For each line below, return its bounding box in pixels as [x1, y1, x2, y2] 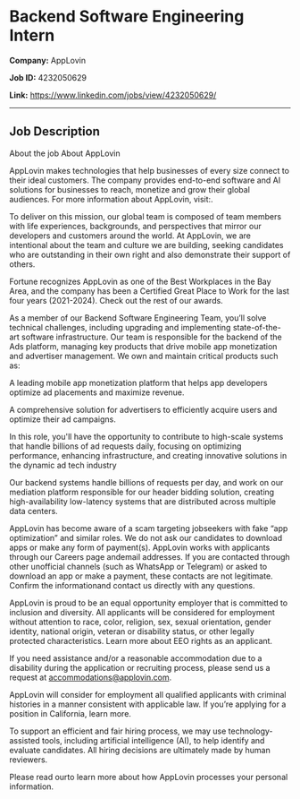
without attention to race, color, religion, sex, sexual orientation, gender [9, 616, 271, 627]
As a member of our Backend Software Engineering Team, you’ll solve [9, 312, 267, 323]
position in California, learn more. [9, 708, 132, 718]
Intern [9, 25, 55, 46]
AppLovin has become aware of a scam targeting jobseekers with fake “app [9, 522, 288, 534]
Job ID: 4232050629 [9, 72, 87, 82]
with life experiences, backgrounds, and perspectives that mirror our [9, 220, 262, 231]
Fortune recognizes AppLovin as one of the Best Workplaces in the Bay [9, 276, 271, 287]
